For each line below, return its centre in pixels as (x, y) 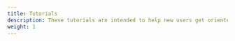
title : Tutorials (33, 14)
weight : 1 (22, 26)
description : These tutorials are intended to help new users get (106, 20)
